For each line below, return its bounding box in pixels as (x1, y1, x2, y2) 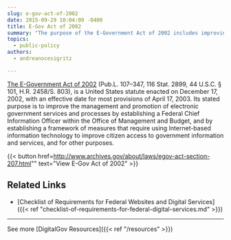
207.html (7, 159, 32, 168)
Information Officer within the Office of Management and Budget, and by (7, 117, 213, 125)
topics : (7, 36, 30, 43)
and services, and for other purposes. (7, 139, 115, 147)
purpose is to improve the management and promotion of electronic (7, 101, 199, 110)
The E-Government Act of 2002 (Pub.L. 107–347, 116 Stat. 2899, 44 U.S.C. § (7, 80, 222, 88)
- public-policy (13, 42, 60, 49)
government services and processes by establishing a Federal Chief (7, 109, 200, 117)
